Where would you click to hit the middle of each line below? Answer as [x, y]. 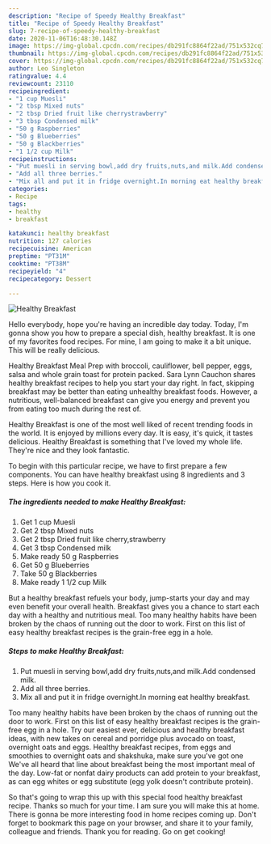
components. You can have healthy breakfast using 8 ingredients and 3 [127, 475]
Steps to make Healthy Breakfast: [66, 651]
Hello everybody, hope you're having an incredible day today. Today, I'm [128, 324]
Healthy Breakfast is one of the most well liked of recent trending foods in [131, 425]
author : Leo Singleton [46, 69]
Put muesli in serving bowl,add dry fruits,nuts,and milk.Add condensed [138, 672]
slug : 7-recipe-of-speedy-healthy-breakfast [84, 31]
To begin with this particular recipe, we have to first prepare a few [118, 466]
